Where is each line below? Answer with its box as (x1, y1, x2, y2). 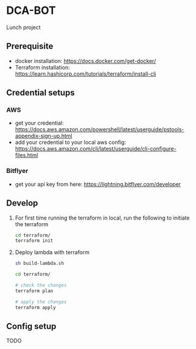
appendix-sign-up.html (14, 132, 72, 140)
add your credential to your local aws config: (14, 139, 127, 146)
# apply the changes (14, 299, 67, 305)
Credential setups (6, 88, 75, 98)
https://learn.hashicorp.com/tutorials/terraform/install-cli (14, 70, 156, 77)
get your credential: (14, 119, 64, 127)
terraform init (14, 238, 54, 244)
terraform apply (14, 304, 56, 310)
